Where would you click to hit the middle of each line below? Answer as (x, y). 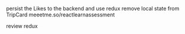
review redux (22, 26)
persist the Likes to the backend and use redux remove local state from (93, 8)
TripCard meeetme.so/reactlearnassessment (61, 15)
